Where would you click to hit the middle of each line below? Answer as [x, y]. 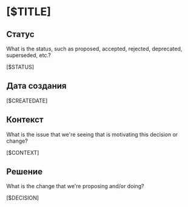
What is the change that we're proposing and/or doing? [75, 186]
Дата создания [36, 86]
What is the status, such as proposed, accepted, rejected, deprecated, [94, 49]
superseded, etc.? [29, 55]
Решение [25, 172]
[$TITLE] [29, 12]
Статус [20, 34]
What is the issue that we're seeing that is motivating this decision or [92, 134]
